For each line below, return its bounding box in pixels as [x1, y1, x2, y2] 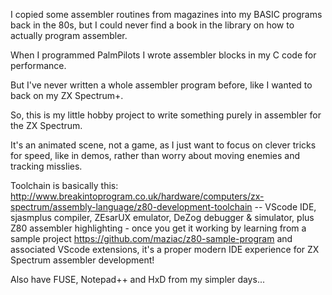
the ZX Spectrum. [10, 120, 83, 131]
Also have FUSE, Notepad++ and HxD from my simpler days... [10, 274, 265, 285]
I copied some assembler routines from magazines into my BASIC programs [10, 9, 323, 20]
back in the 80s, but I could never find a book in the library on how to [10, 19, 295, 31]
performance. [10, 60, 67, 71]
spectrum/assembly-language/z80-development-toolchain [10, 201, 253, 213]
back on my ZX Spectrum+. [10, 90, 124, 101]
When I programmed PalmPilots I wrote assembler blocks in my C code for [10, 49, 317, 61]
